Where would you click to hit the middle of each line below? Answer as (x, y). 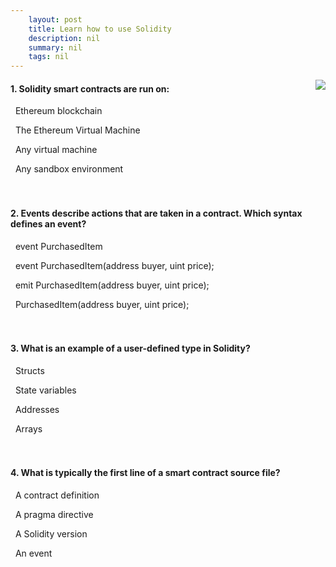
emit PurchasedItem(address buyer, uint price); (112, 285)
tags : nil (49, 57)
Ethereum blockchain (58, 111)
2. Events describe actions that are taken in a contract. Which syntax (156, 213)
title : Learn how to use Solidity (100, 29)
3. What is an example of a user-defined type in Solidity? (130, 348)
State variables (45, 390)
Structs (29, 370)
